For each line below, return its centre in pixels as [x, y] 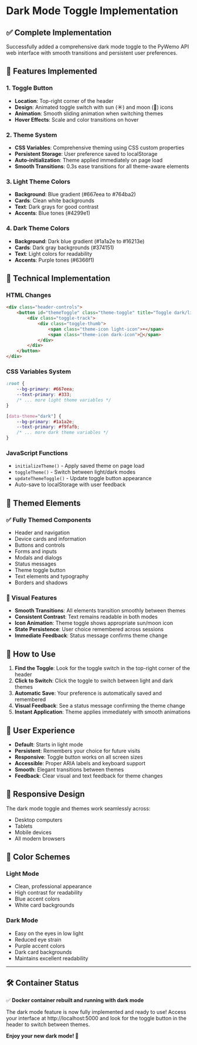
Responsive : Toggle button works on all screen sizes [79, 757]
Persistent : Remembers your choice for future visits [77, 751]
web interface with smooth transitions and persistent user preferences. [92, 53]
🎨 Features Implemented [52, 71]
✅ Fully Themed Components [49, 520]
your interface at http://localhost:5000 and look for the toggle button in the [96, 1018]
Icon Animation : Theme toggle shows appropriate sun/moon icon [94, 623]
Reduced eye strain [38, 939]
